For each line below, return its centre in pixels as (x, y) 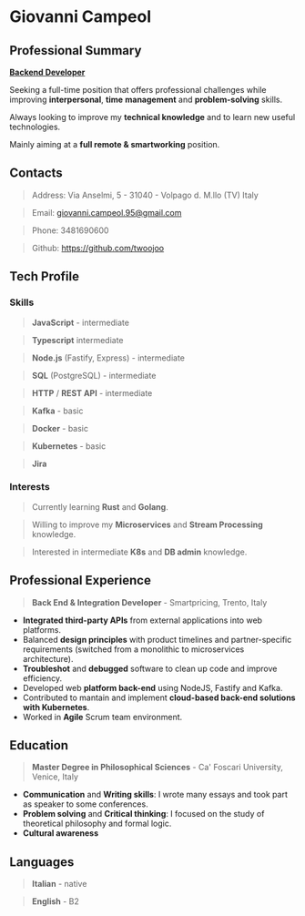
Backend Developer (47, 72)
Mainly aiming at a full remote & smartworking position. (115, 144)
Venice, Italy (55, 777)
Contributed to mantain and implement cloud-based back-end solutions (159, 697)
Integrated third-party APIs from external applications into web (142, 620)
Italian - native (59, 884)
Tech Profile (45, 276)
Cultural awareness (61, 833)
